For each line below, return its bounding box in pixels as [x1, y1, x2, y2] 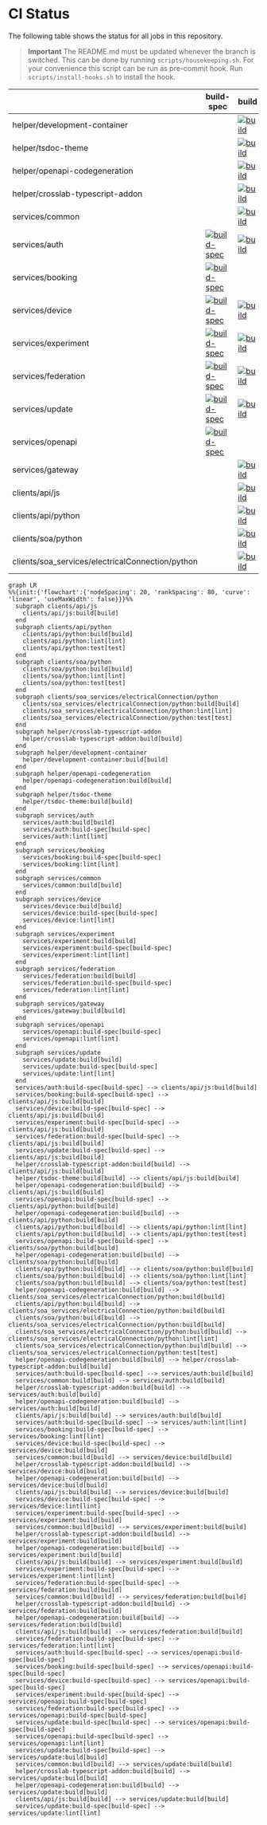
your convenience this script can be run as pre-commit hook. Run [27, 63, 243, 73]
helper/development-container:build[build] [22, 755, 169, 764]
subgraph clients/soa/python [15, 658, 112, 666]
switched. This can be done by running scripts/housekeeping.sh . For [27, 55, 254, 65]
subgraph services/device [15, 895, 102, 903]
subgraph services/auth [15, 811, 94, 820]
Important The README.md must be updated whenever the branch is [27, 46, 256, 56]
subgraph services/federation [15, 965, 115, 973]
